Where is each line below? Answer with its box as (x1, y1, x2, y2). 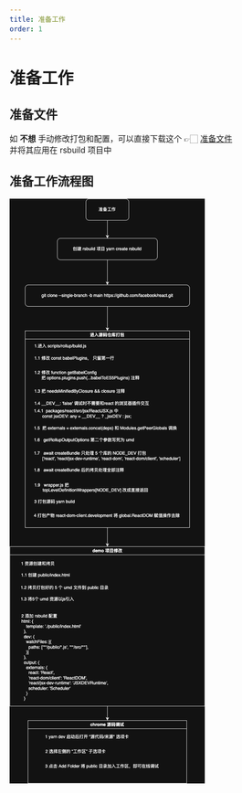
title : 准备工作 (9, 15, 66, 24)
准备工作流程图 (9, 174, 94, 189)
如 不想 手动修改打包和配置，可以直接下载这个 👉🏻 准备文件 (9, 132, 233, 143)
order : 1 (9, 24, 43, 34)
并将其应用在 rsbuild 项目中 (9, 144, 112, 155)
